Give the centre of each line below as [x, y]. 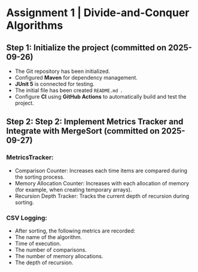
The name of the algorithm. [48, 237]
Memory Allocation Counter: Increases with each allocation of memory [102, 183]
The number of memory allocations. [59, 256]
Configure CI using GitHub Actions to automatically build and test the [100, 97]
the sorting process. [39, 177]
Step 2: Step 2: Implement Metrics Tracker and [95, 122]
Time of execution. [38, 243]
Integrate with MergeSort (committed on [83, 131]
